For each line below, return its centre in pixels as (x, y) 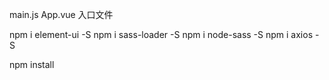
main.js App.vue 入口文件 (61, 14)
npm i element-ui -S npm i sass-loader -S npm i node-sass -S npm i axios (161, 34)
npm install (32, 64)
